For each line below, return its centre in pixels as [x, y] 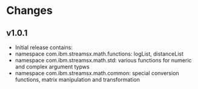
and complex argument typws [52, 67]
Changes [29, 11]
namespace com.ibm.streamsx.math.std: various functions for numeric [103, 60]
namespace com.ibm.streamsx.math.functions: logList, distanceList [99, 54]
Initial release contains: [44, 47]
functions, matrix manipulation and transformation [78, 80]
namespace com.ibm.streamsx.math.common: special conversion [97, 73]
